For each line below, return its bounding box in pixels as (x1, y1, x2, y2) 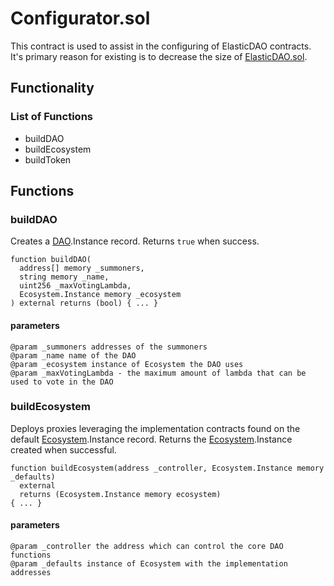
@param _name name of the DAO (10, 350, 137, 361)
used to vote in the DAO (10, 377, 114, 387)
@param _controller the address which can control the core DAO (10, 542, 284, 552)
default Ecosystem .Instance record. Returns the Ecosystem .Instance (10, 433, 293, 445)
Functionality (10, 80, 95, 97)
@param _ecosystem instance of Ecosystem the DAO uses (10, 359, 244, 369)
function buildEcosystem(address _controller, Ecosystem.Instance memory (10, 463, 325, 473)
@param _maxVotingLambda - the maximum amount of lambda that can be (10, 368, 307, 378)
